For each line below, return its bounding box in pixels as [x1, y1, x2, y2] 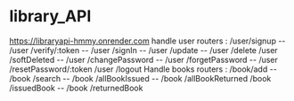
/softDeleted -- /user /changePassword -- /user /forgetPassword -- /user [9, 54, 279, 65]
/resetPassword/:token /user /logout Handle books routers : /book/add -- [9, 64, 278, 74]
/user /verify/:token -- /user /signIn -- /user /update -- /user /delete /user [9, 44, 278, 55]
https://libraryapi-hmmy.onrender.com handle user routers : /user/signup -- [9, 35, 286, 46]
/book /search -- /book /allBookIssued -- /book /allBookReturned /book [9, 73, 272, 83]
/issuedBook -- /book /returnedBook [9, 82, 143, 93]
